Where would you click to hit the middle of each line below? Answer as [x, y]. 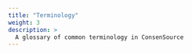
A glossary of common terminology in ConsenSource [100, 37]
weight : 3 [24, 23]
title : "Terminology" [43, 15]
